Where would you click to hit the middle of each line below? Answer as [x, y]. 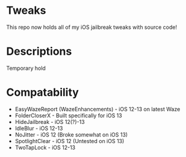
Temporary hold [26, 68]
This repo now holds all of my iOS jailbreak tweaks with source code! [92, 27]
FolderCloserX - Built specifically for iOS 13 [68, 115]
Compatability [43, 92]
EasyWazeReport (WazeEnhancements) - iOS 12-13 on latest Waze [98, 109]
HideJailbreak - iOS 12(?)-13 [50, 122]
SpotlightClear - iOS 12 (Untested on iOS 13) [70, 141]
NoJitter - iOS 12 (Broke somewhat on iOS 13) [71, 134]
